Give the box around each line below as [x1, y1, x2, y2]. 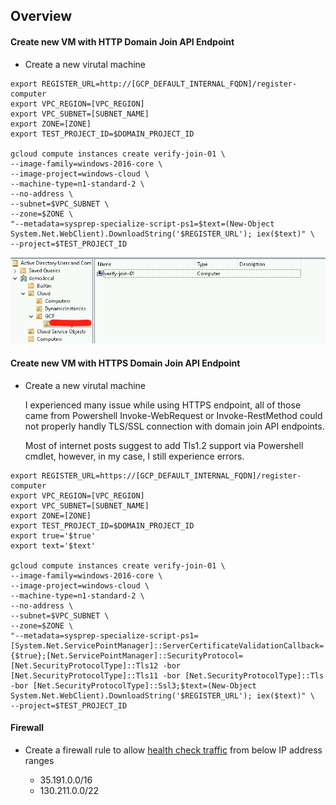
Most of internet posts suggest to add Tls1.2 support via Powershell [24, 439, 304, 451]
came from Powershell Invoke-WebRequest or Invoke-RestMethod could [24, 409, 323, 421]
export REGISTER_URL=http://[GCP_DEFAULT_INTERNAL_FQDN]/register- [10, 79, 298, 89]
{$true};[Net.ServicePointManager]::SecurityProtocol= [10, 650, 244, 661]
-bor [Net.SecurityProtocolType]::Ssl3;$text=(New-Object [10, 680, 257, 691]
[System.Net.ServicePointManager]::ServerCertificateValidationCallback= [10, 640, 325, 651]
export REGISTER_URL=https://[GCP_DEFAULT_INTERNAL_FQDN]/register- [10, 470, 302, 481]
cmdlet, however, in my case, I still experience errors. [24, 450, 245, 462]
